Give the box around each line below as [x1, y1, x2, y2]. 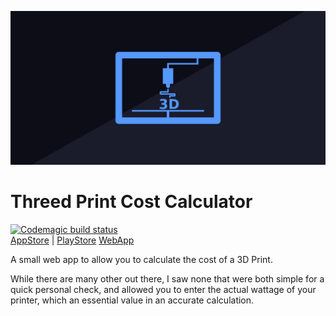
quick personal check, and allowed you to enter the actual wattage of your [10, 284, 317, 296]
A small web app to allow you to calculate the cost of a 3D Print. [10, 254, 273, 266]
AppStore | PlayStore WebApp [10, 234, 135, 246]
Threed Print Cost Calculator [10, 191, 253, 213]
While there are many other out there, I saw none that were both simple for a [10, 273, 325, 285]
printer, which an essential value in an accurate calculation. [10, 294, 255, 306]
